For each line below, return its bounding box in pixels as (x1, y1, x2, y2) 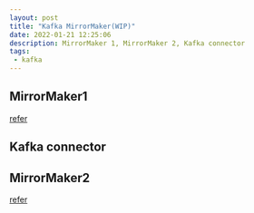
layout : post (9, 13, 59, 23)
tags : (9, 47, 30, 56)
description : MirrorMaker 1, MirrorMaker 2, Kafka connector (9, 38, 246, 48)
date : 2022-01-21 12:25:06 (9, 30, 112, 39)
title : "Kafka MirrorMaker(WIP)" (9, 22, 136, 31)
